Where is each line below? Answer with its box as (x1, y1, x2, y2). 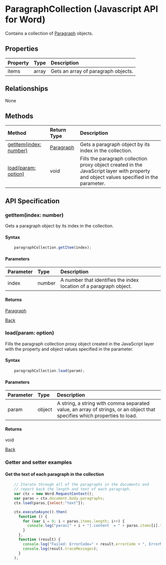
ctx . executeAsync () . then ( (14, 509, 68, 515)
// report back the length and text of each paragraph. (14, 487, 132, 492)
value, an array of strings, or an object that (56, 406, 156, 413)
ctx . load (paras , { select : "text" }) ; (14, 500, 85, 505)
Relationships (5, 85, 48, 93)
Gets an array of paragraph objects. (50, 68, 133, 75)
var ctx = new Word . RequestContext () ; (14, 491, 94, 496)
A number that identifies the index (60, 277, 139, 284)
